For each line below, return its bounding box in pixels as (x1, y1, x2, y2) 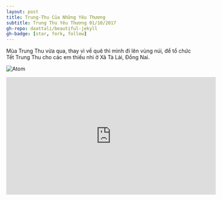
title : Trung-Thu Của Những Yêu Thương (6, 14, 106, 20)
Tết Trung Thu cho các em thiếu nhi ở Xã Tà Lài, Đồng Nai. (6, 54, 150, 61)
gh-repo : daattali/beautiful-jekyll (6, 25, 98, 32)
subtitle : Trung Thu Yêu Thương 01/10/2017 (6, 20, 117, 26)
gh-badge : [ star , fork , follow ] (6, 31, 87, 37)
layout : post (6, 8, 39, 15)
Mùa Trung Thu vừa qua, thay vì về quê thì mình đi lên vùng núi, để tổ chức (6, 47, 191, 54)
